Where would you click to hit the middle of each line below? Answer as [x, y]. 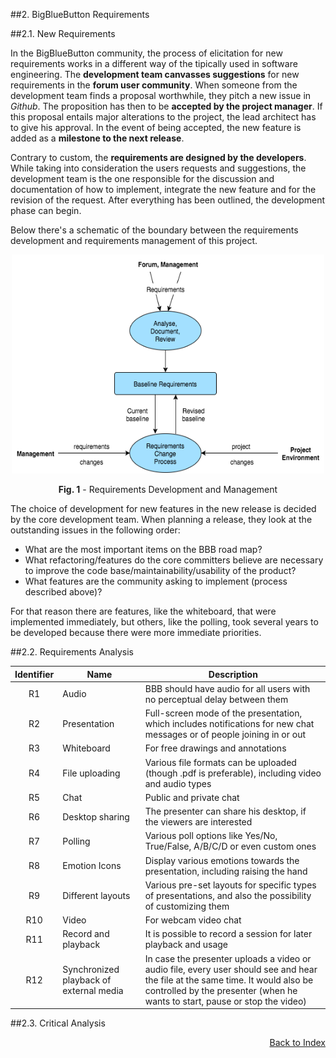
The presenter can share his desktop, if [225, 811]
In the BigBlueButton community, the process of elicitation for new [146, 53]
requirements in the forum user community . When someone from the [154, 85]
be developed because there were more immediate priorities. [136, 632]
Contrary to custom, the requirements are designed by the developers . [158, 157]
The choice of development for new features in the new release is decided [163, 508]
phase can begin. [46, 210]
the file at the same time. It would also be [229, 980]
